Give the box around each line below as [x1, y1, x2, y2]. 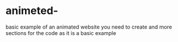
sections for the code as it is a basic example [5, 29, 117, 36]
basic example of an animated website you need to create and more [5, 23, 172, 30]
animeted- [5, 4, 58, 17]
